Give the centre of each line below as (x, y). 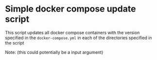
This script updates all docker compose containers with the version (72, 32)
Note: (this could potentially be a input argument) (54, 52)
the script (15, 43)
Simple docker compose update (70, 9)
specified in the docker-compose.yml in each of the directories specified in (78, 38)
